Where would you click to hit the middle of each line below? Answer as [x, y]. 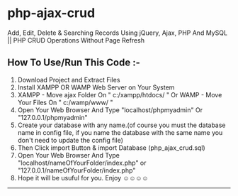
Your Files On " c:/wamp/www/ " [65, 102]
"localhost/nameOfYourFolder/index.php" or [82, 163]
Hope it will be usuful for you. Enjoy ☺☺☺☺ [83, 178]
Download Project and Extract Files [69, 80]
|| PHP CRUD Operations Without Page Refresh [76, 40]
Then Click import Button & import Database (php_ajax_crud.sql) [111, 148]
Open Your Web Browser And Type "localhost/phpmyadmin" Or [110, 110]
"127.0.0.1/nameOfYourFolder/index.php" [76, 170]
